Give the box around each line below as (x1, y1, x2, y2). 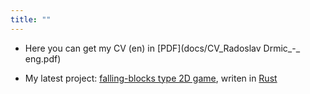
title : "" (10, 14, 52, 25)
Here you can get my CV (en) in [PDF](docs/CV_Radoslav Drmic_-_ (24, 42, 301, 54)
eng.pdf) (24, 52, 62, 65)
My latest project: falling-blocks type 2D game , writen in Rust (24, 72, 278, 84)
